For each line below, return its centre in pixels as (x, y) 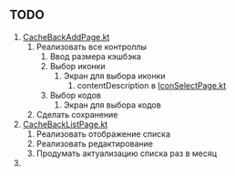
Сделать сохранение (77, 114)
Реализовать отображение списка (103, 134)
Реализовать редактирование (94, 143)
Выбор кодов (76, 95)
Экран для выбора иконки (114, 76)
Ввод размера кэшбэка (95, 56)
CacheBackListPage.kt (65, 124)
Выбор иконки (78, 66)
